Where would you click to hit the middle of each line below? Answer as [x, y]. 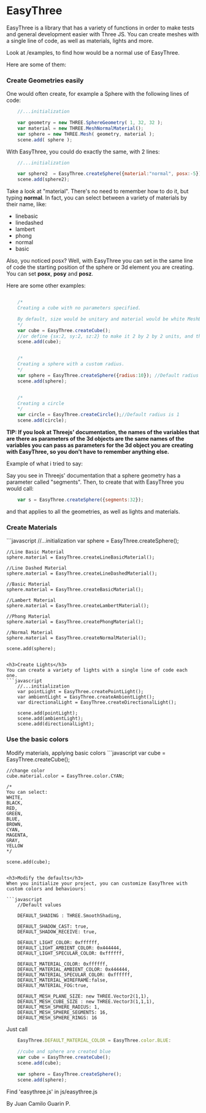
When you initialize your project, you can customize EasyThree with [97, 883]
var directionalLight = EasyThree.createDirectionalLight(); [97, 703]
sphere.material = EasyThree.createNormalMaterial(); [77, 638]
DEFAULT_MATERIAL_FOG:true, [53, 985]
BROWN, [15, 824]
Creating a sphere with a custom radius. [71, 364]
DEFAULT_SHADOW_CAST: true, [53, 926]
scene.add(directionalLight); [56, 724]
